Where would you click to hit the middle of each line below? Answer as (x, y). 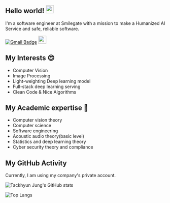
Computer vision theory (37, 120)
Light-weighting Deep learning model (52, 81)
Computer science (32, 126)
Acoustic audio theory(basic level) (48, 136)
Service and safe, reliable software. (42, 28)
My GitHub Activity (36, 163)
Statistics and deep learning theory (49, 142)
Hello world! (25, 11)
